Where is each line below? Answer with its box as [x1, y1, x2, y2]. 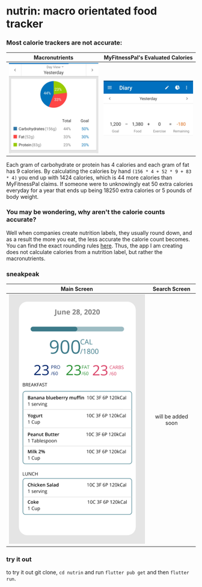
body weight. [6, 193, 39, 200]
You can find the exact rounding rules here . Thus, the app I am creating [6, 242, 183, 249]
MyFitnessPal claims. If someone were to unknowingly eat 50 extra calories [6, 180, 194, 187]
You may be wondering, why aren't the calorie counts [6, 208, 165, 216]
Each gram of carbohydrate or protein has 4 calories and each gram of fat [6, 161, 189, 168]
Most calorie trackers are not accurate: [6, 39, 123, 47]
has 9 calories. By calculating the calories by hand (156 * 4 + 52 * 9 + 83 [6, 167, 192, 175]
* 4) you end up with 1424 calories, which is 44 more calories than [6, 173, 173, 181]
